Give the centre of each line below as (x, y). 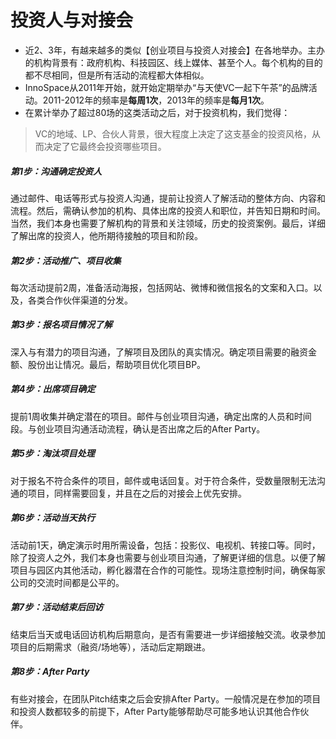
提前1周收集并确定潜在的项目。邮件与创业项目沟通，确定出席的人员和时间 (161, 416)
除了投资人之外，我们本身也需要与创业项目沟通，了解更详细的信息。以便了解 (168, 557)
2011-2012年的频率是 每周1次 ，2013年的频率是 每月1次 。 (156, 100)
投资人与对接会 (72, 20)
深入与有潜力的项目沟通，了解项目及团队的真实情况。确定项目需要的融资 (159, 352)
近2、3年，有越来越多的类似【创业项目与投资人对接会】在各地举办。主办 (174, 50)
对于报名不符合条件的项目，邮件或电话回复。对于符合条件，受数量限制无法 (163, 480)
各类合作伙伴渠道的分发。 (80, 300)
